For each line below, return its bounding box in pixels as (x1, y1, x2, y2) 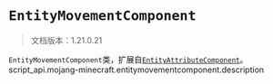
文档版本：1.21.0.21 (30, 34, 103, 45)
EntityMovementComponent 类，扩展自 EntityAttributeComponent (8, 53, 240, 65)
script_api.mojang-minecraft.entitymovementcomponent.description (8, 64, 265, 75)
